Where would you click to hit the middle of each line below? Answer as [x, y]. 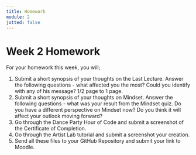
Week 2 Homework [53, 51]
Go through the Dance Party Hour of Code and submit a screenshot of [99, 122]
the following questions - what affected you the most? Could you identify [102, 85]
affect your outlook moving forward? [59, 116]
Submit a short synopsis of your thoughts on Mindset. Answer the [94, 98]
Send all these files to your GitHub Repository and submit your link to [98, 141]
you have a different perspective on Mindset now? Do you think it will [98, 110]
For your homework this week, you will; [53, 67]
